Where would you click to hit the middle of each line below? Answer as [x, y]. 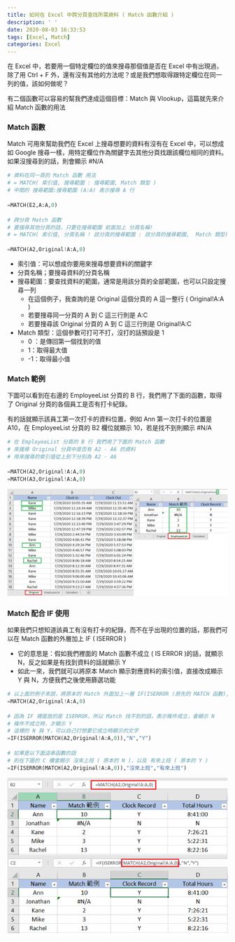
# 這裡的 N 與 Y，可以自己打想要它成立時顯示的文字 [73, 731]
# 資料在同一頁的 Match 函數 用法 [52, 175]
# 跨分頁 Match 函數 [34, 220]
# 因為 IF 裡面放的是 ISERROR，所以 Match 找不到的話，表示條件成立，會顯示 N [111, 716]
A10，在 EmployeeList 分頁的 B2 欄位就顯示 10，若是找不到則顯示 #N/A [109, 428]
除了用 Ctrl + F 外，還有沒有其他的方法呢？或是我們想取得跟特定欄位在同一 [115, 75]
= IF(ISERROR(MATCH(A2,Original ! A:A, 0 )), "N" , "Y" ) [79, 739]
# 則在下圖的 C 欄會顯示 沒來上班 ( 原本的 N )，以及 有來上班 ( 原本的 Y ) [108, 760]
